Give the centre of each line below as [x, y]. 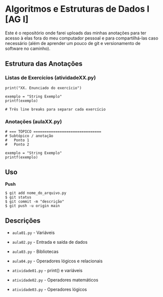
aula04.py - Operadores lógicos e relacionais [57, 261]
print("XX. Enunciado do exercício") [43, 88]
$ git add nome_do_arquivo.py [36, 193]
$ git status [18, 197]
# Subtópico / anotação [29, 136]
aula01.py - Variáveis [33, 233]
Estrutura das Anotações [44, 64]
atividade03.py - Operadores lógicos [49, 289]
